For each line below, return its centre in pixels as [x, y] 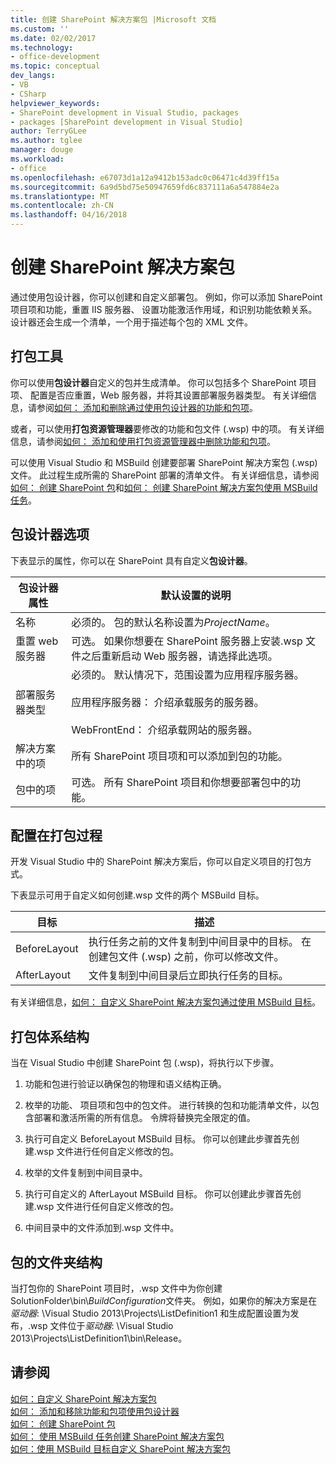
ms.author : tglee [46, 141]
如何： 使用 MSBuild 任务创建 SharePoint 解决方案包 [117, 1436]
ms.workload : [37, 159]
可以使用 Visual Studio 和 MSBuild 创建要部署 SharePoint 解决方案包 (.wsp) [164, 462]
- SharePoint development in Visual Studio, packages [125, 112]
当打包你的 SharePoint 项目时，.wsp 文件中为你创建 [116, 1288]
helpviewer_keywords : [55, 103]
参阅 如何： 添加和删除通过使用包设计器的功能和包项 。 [147, 407]
